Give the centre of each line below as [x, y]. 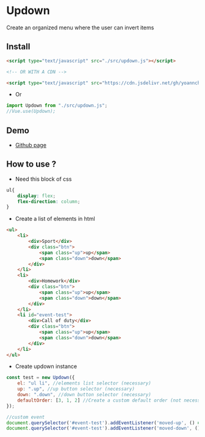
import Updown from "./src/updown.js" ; [57, 106]
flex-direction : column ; [49, 201]
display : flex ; [37, 196]
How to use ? [31, 164]
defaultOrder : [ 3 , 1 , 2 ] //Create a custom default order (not [99, 400]
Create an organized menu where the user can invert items [80, 27]
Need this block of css [43, 179]
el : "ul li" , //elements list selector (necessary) [84, 383]
